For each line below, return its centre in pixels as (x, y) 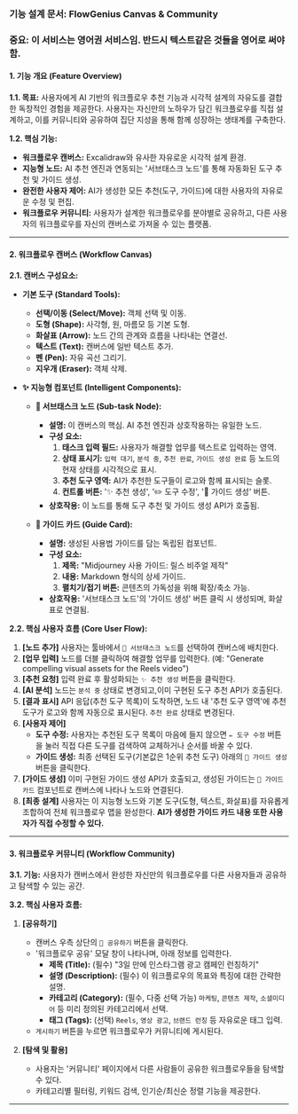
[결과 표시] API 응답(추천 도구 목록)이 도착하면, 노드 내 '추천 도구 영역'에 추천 (154, 702)
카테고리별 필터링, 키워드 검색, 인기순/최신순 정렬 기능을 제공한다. (148, 1091)
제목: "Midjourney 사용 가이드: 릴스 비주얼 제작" (145, 566)
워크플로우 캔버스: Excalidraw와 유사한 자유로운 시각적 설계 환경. (134, 158)
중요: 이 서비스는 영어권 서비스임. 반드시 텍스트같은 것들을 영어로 (137, 40)
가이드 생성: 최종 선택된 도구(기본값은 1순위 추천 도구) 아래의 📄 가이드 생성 (161, 757)
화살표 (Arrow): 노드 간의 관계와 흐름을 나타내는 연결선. (131, 335)
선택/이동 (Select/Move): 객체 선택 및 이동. (111, 313)
